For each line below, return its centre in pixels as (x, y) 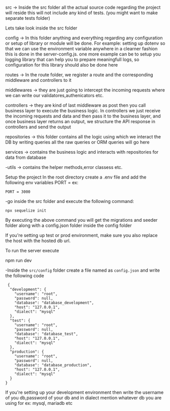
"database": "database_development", (54, 303)
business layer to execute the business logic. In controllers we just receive (83, 111)
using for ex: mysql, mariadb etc (39, 403)
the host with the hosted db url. (38, 241)
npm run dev (19, 260)
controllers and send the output (38, 127)
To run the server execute (32, 251)
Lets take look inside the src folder (41, 28)
